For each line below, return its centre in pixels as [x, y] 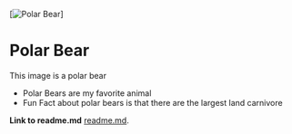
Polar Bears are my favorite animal [87, 93]
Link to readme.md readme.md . [69, 120]
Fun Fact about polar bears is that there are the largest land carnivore [153, 102]
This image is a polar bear [58, 75]
